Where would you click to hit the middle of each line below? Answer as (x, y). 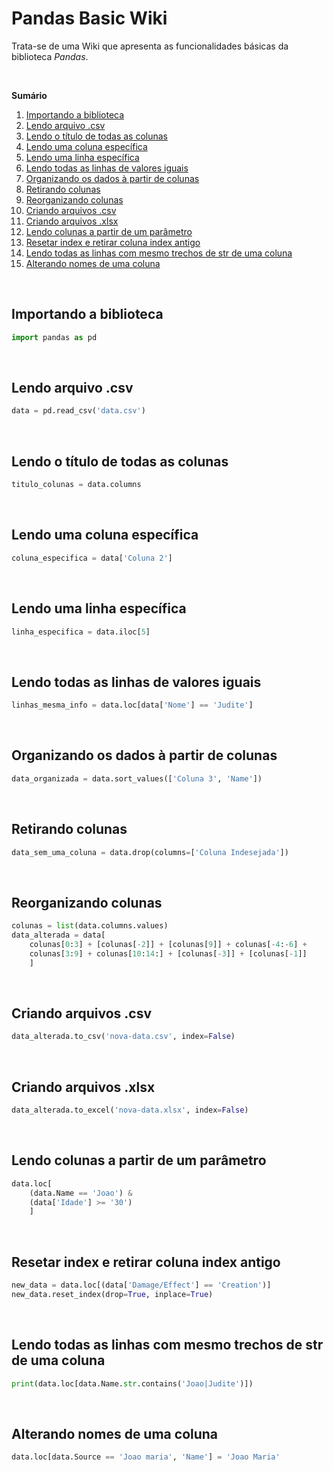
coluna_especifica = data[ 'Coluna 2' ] (92, 558)
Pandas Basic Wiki (89, 18)
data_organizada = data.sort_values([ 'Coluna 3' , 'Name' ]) (137, 778)
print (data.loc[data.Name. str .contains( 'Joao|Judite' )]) (132, 1383)
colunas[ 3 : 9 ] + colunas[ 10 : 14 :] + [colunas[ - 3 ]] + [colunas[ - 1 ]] (168, 953)
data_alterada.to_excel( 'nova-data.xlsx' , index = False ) (130, 1110)
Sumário (29, 95)
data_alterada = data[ (58, 935)
